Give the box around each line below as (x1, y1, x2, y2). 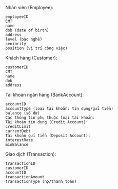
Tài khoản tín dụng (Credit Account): (5, 120, 88, 125)
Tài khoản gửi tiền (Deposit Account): (5, 133, 91, 138)
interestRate (5, 138, 33, 143)
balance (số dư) (5, 110, 40, 116)
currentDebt (5, 128, 31, 134)
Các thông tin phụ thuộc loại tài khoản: (5, 115, 95, 120)
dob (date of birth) (5, 28, 50, 33)
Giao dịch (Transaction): (5, 151, 56, 157)
